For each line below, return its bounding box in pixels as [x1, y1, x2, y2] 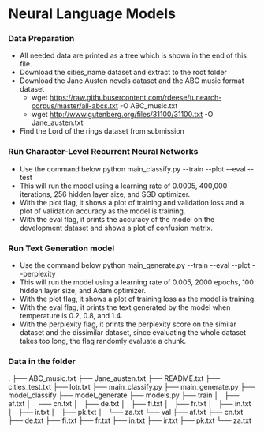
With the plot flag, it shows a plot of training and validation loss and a [19, 198, 244, 207]
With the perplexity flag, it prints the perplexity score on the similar [19, 319, 236, 329]
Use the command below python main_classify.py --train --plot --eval [19, 164, 246, 174]
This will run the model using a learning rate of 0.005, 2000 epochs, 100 [19, 277, 254, 287]
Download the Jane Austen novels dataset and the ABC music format [19, 76, 244, 85]
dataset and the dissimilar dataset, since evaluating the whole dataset [19, 328, 247, 337]
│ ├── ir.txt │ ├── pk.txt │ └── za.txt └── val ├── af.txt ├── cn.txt [8, 408, 244, 417]
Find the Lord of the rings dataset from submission [19, 126, 185, 136]
